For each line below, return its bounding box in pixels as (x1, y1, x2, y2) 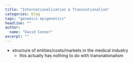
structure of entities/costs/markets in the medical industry (12, 47, 129, 53)
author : (5, 25, 21, 30)
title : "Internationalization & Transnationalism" (5, 7, 110, 12)
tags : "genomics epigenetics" (5, 16, 66, 21)
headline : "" (5, 20, 32, 26)
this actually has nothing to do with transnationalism (19, 52, 124, 58)
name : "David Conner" (9, 30, 53, 34)
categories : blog (5, 12, 40, 16)
